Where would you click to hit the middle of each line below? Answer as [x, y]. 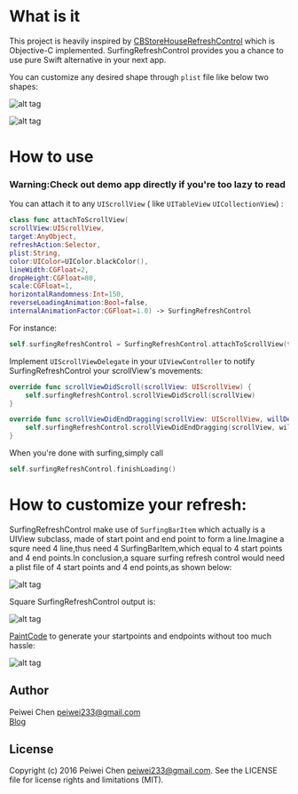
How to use [51, 157]
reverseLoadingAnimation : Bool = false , [79, 303]
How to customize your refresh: [128, 505]
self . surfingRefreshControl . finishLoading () [93, 469]
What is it [45, 16]
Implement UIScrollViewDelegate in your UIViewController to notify [132, 361]
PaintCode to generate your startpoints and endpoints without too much [141, 636]
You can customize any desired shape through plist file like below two [139, 76]
